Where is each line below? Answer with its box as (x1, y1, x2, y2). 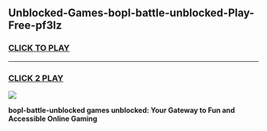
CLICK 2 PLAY (8, 72, 64, 83)
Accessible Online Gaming (8, 114, 98, 123)
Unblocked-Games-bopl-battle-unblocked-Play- (8, 6, 255, 20)
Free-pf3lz (8, 19, 62, 33)
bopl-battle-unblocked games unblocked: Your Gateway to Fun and (8, 105, 236, 114)
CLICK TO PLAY (8, 43, 70, 54)
